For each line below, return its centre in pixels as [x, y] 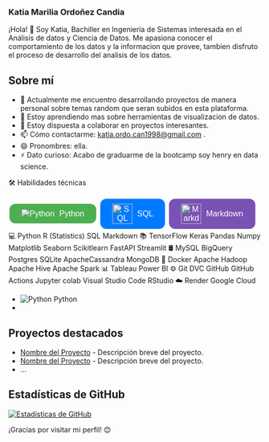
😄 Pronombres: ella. [54, 146]
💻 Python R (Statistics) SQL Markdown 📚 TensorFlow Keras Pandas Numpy [134, 236]
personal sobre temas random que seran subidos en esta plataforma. [134, 108]
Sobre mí [31, 80]
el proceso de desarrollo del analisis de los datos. [90, 55]
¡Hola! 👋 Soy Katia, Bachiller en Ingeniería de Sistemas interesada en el [125, 30]
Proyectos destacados [66, 333]
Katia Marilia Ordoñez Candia [67, 12]
